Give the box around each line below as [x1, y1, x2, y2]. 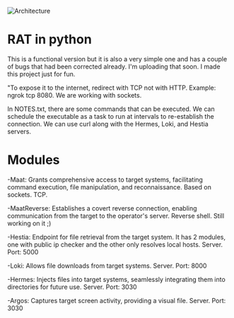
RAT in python [7, 32, 92, 47]
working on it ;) [7, 219, 52, 228]
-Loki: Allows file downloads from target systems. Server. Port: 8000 [7, 261, 207, 270]
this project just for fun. [7, 69, 76, 78]
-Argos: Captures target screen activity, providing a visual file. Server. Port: [7, 296, 226, 305]
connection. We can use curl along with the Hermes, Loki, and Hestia [7, 119, 209, 128]
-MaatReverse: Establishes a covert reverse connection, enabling [7, 204, 197, 212]
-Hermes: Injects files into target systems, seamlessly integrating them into [7, 275, 226, 283]
